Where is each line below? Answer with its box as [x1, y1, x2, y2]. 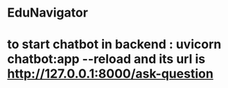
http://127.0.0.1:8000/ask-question [7, 66, 213, 82]
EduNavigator [7, 5, 89, 21]
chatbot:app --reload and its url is [7, 51, 206, 67]
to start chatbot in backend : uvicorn [7, 37, 222, 53]
